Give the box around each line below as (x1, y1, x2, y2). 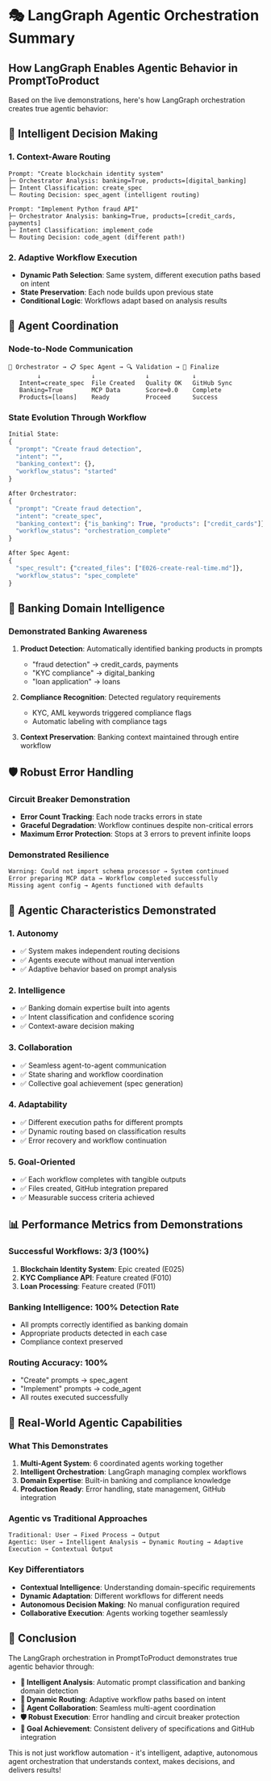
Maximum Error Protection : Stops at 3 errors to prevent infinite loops (19, 829, 252, 838)
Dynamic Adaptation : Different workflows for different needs (19, 1591, 224, 1600)
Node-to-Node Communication (8, 344, 133, 355)
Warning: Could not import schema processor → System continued (8, 868, 229, 876)
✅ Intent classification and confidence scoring (19, 1012, 174, 1022)
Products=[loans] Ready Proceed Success (19, 393, 219, 401)
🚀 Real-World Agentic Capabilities (8, 1415, 183, 1429)
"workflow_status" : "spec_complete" (15, 571, 139, 579)
